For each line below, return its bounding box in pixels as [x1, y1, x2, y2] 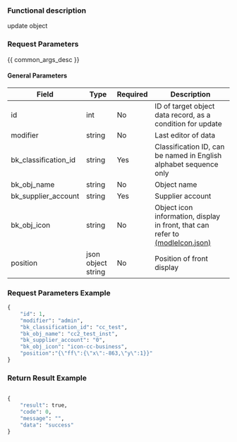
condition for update [154, 118, 222, 128]
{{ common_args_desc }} [7, 55, 80, 63]
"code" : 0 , [20, 408, 52, 416]
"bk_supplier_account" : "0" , [20, 337, 106, 344]
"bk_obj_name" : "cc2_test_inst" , [20, 330, 119, 337]
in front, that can [154, 220, 209, 230]
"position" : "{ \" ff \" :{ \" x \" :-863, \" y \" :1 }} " [20, 350, 153, 357]
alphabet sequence [154, 159, 219, 169]
